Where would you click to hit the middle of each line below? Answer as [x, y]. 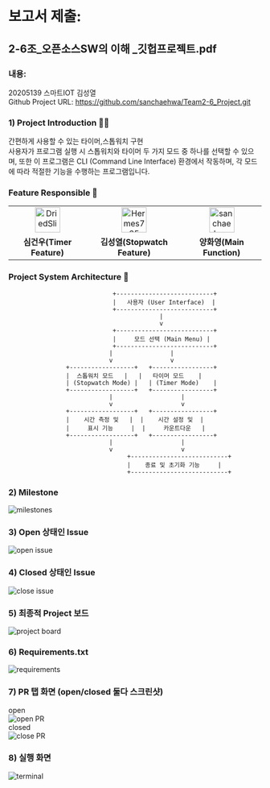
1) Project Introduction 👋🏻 [59, 122]
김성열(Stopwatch [134, 243]
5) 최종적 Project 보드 [49, 613]
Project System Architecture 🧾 [69, 277]
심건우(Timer [47, 243]
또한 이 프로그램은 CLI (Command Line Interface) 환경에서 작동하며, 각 [131, 161]
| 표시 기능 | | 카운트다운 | [135, 428]
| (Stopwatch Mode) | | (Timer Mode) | [141, 383]
